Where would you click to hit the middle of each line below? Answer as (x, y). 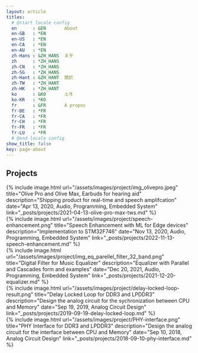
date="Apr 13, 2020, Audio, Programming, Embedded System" (82, 206)
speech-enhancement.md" (39, 244)
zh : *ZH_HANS (35, 61)
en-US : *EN (29, 39)
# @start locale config (40, 23)
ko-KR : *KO (29, 100)
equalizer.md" (23, 282)
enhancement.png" (30, 225)
